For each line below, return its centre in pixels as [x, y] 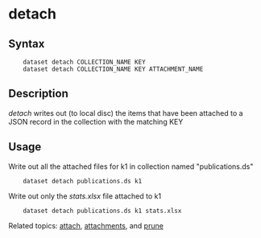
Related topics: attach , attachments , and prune [86, 225]
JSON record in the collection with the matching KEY [96, 121]
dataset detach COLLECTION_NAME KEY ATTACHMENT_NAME [113, 69]
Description [38, 94]
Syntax [27, 44]
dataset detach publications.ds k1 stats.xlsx [102, 211]
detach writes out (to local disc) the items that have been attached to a [126, 113]
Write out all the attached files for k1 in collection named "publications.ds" [131, 166]
